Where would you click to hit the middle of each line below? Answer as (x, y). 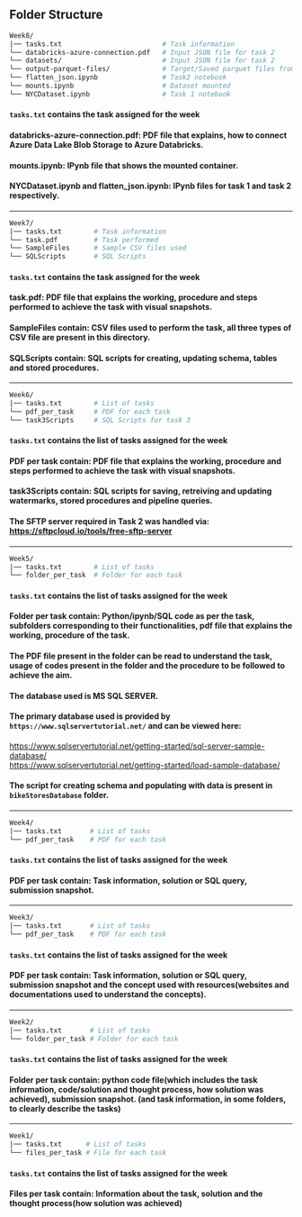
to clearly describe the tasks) (65, 1108)
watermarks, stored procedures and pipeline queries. (111, 501)
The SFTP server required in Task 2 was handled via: (109, 522)
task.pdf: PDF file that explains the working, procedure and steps (133, 297)
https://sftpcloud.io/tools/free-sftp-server (91, 531)
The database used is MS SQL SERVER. (84, 695)
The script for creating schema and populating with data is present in (141, 786)
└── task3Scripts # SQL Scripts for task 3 (100, 420)
